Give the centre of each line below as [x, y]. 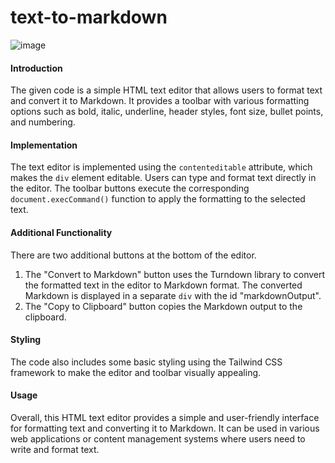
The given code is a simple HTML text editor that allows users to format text [166, 90]
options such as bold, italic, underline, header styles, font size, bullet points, [167, 112]
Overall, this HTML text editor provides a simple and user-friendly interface [165, 417]
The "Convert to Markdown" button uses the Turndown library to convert [175, 274]
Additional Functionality [61, 232]
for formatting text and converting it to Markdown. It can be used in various [165, 428]
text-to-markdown [89, 17]
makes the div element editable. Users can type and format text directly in [163, 178]
